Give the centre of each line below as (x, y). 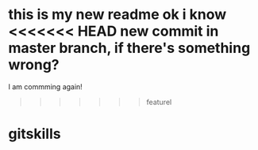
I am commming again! (46, 86)
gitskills (35, 134)
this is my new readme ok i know (117, 15)
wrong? (34, 65)
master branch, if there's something (129, 48)
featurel (159, 102)
